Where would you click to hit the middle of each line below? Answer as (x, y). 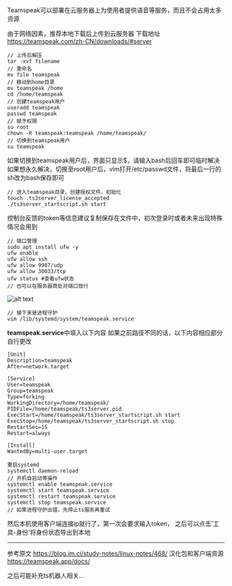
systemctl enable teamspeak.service (60, 484)
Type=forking (26, 397)
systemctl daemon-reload (43, 471)
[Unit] (17, 355)
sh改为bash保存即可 (36, 178)
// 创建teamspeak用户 (36, 102)
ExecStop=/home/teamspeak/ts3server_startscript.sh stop (91, 421)
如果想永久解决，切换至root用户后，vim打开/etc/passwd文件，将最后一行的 (114, 169)
